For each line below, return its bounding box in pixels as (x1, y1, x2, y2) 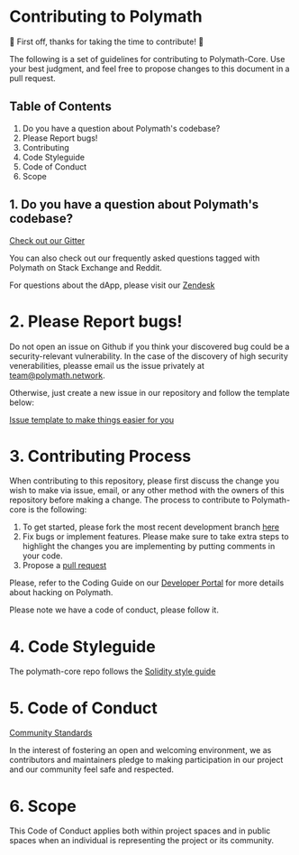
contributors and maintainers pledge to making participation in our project (9, 755, 284, 766)
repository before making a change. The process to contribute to (9, 494, 250, 506)
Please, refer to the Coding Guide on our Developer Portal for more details (9, 577, 285, 588)
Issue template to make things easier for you (9, 414, 174, 425)
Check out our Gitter (9, 234, 86, 245)
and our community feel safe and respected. (9, 764, 174, 775)
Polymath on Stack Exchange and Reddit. (9, 262, 162, 272)
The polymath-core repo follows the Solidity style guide (9, 666, 216, 677)
